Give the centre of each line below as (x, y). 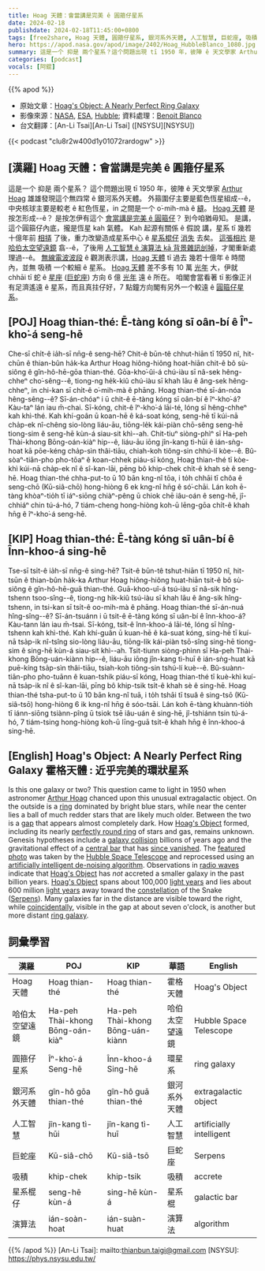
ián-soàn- (68, 1218)
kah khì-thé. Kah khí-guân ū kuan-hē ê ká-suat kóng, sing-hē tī (134, 633)
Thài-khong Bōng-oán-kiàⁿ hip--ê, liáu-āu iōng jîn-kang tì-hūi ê (111, 442)
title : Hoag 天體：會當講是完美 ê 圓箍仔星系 (76, 15)
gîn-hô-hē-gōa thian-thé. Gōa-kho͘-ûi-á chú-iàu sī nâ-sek (127, 372)
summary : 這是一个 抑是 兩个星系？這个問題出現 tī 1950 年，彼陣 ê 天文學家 (122, 52)
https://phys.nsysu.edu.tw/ (52, 1258)
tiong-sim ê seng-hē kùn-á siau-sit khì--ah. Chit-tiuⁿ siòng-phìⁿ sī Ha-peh (128, 434)
